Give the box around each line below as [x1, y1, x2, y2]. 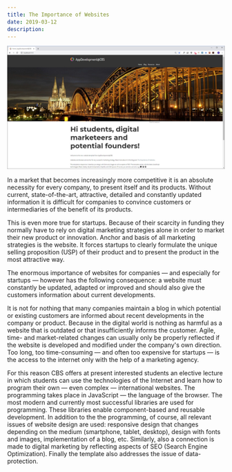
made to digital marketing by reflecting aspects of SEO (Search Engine [7, 442, 208, 451]
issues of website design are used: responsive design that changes [7, 420, 199, 428]
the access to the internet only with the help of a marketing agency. [7, 355, 200, 364]
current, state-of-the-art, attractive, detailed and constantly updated [7, 190, 202, 198]
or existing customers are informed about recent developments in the [7, 311, 204, 319]
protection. [7, 457, 39, 465]
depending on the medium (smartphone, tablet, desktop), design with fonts [7, 427, 221, 435]
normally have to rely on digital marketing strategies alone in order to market [7, 225, 224, 234]
